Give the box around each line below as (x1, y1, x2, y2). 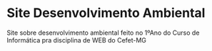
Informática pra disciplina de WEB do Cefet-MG (6, 35, 147, 44)
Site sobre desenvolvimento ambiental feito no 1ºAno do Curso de (6, 28, 200, 37)
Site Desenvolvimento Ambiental (6, 5, 206, 21)
